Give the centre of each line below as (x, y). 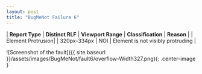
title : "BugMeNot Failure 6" (43, 17)
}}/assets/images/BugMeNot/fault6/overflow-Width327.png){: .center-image (101, 58)
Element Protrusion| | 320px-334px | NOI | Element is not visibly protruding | (101, 41)
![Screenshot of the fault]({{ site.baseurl (56, 52)
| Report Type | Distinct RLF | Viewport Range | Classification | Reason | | (99, 34)
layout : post (23, 12)
